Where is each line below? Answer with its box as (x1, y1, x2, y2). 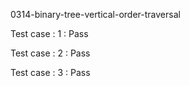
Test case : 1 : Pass (10, 28, 89, 39)
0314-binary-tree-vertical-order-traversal (10, 9, 181, 20)
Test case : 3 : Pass (10, 67, 91, 78)
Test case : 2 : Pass (10, 47, 91, 59)
